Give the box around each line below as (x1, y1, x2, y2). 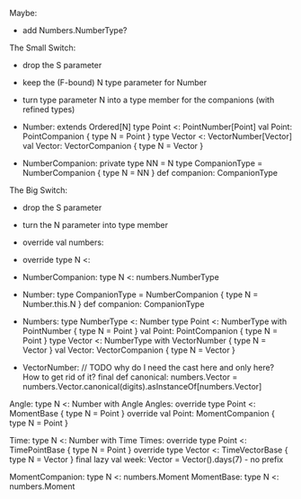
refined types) (22, 104, 75, 115)
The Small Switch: (9, 42, 76, 53)
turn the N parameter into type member (22, 220, 169, 230)
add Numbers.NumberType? (22, 25, 128, 35)
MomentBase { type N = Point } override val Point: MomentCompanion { (9, 408, 276, 418)
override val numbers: (22, 237, 104, 248)
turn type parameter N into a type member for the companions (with (22, 94, 275, 105)
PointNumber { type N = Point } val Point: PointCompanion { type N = (22, 326, 279, 336)
